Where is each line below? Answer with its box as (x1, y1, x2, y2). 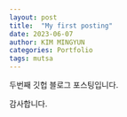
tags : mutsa (9, 54, 53, 63)
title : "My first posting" (9, 21, 114, 30)
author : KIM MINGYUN (9, 37, 86, 47)
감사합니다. (9, 98, 48, 109)
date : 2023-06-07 (9, 29, 74, 38)
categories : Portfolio (9, 46, 93, 55)
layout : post (9, 12, 58, 22)
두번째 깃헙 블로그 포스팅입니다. (9, 80, 119, 90)
